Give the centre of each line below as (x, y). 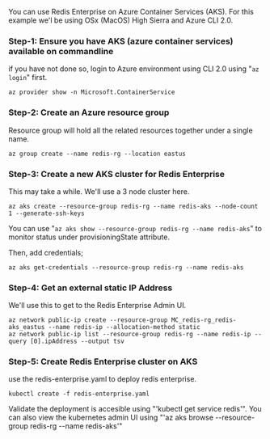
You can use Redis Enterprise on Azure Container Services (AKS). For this (131, 12)
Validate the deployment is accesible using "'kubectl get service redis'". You (135, 409)
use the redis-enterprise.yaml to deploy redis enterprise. (102, 379)
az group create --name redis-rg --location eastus (97, 154)
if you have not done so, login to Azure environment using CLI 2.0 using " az (134, 69)
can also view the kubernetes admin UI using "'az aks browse (111, 418)
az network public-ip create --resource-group (88, 320)
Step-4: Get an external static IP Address (91, 288)
